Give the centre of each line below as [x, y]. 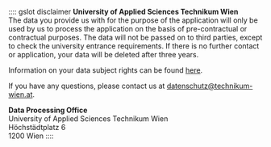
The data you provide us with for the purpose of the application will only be [133, 20]
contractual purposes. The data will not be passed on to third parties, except [135, 37]
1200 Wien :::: [31, 136]
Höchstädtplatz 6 [37, 127]
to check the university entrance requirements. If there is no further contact [134, 46]
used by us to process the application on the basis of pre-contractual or [128, 29]
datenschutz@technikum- [210, 86]
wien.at [21, 94]
